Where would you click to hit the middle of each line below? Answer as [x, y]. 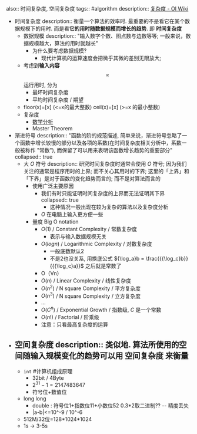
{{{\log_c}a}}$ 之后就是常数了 [86, 266]
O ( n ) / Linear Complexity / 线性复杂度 [86, 281]
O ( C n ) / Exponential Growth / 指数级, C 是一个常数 [101, 309]
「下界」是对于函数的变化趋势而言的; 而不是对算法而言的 [92, 178]
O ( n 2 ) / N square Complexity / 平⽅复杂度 [91, 288]
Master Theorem [52, 128]
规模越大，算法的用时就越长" [64, 43]
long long [35, 399]
